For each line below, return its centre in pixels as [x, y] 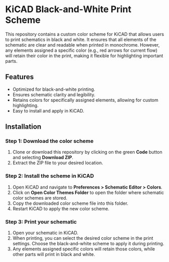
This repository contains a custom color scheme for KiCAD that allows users [85, 34]
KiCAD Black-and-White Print [68, 9]
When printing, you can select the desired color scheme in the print [83, 238]
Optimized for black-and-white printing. [54, 89]
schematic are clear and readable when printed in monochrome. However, [82, 45]
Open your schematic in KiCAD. [45, 233]
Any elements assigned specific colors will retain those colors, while [84, 249]
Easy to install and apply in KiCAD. [48, 110]
